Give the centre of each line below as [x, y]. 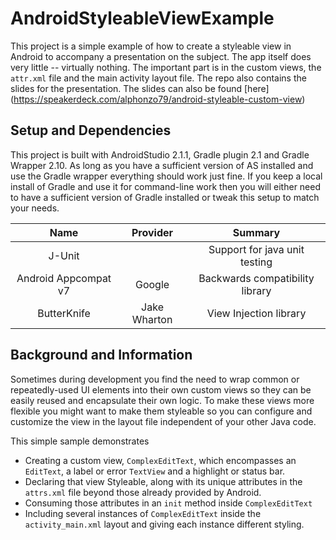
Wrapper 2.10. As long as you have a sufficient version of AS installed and [162, 165]
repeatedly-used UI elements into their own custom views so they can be [161, 389]
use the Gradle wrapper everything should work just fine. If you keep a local [166, 176]
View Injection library [256, 313]
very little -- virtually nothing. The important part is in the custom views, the [166, 67]
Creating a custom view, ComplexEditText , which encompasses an [160, 460]
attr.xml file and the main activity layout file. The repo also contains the [158, 78]
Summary [256, 232]
